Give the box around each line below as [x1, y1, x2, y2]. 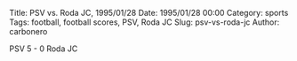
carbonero [9, 27, 48, 36]
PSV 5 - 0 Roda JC [9, 43, 78, 54]
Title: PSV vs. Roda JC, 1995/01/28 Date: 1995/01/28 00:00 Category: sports [9, 8, 289, 18]
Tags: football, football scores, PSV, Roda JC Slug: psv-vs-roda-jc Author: [9, 17, 280, 27]
